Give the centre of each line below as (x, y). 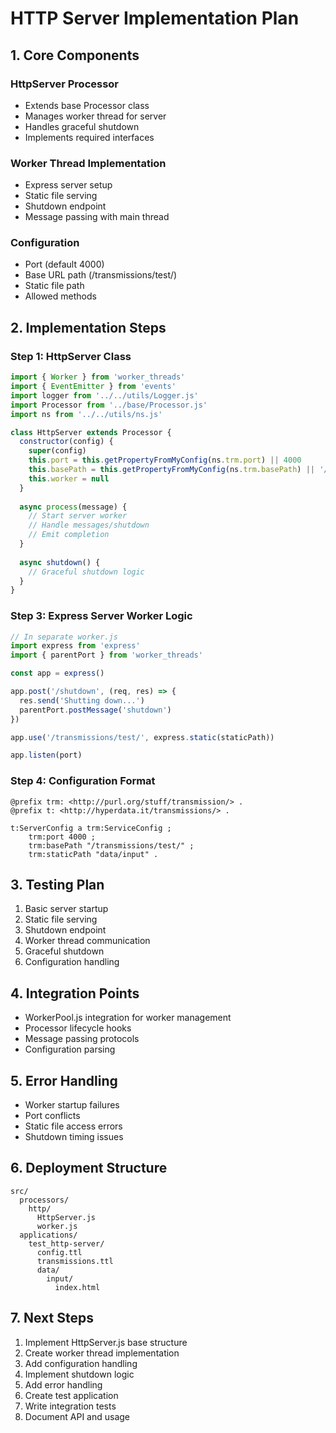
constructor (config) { (66, 442)
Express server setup (68, 185)
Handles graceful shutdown (82, 126)
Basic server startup (66, 909)
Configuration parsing (70, 1049)
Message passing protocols (82, 1039)
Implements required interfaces (89, 137)
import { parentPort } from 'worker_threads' (106, 655)
